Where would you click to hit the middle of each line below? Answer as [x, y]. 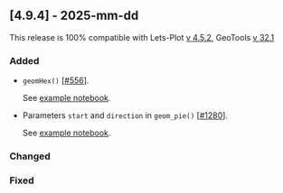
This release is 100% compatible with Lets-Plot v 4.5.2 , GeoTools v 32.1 [142, 37]
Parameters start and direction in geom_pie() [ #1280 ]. [125, 115]
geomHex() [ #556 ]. [56, 80]
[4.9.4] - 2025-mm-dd [74, 16]
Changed [30, 156]
